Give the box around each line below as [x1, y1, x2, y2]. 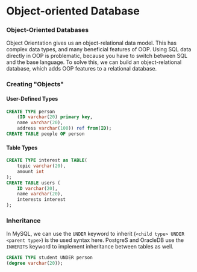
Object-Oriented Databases [6, 26, 89, 34]
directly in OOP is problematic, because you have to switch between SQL [6, 52, 188, 60]
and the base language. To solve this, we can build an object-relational [6, 59, 182, 66]
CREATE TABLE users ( [6, 180, 61, 186]
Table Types [6, 144, 38, 151]
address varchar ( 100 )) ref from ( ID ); [17, 125, 112, 131]
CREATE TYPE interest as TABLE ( [6, 157, 87, 163]
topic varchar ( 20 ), [17, 163, 66, 169]
